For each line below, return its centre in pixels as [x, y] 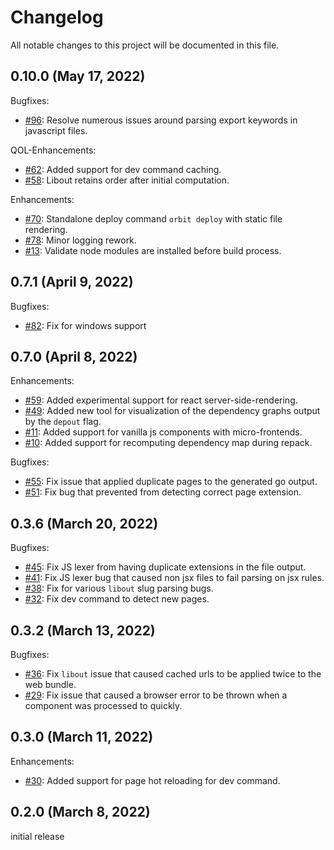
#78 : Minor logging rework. [80, 240]
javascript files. [56, 130]
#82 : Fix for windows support [85, 325]
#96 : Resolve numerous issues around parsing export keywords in [161, 120]
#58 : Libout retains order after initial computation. [127, 180]
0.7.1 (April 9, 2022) [72, 282]
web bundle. [50, 684]
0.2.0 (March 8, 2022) [80, 812]
